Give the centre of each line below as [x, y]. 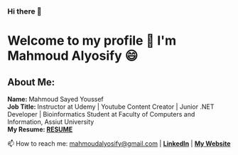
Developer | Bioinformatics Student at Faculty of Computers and [101, 114]
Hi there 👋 [25, 11]
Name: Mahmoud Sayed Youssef [56, 99]
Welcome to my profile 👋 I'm [92, 41]
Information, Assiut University [51, 122]
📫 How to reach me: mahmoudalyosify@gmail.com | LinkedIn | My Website [119, 143]
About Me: [31, 82]
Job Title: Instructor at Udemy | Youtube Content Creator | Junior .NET [111, 107]
